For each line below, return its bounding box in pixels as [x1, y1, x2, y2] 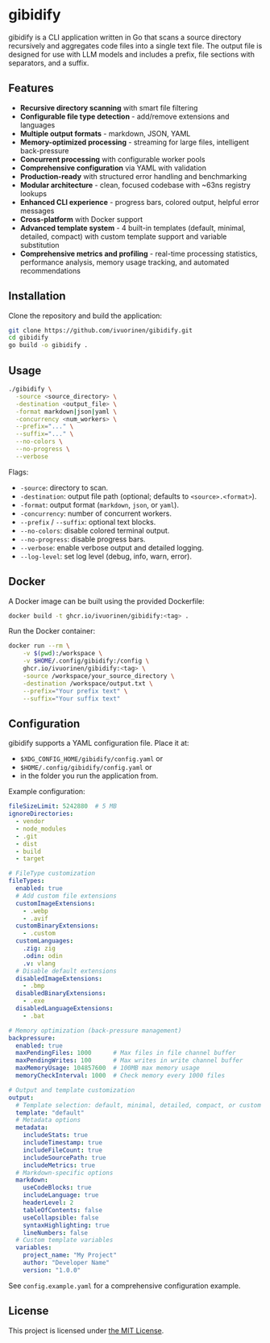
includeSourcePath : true [23, 1153, 106, 1161]
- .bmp [23, 982, 45, 990]
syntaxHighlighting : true [23, 1221, 110, 1229]
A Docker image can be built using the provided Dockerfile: [8, 596, 205, 606]
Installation [8, 289, 66, 303]
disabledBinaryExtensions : [15, 989, 106, 998]
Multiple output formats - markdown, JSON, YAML [19, 128, 191, 138]
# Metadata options [15, 1116, 81, 1124]
